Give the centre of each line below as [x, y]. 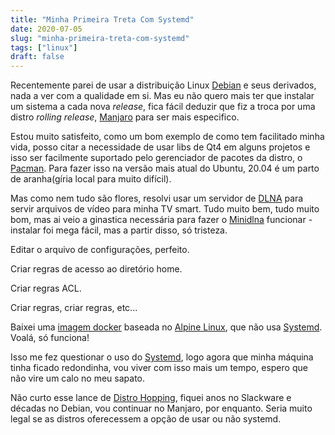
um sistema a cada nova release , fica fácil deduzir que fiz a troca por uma [163, 107]
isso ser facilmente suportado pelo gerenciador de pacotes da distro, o [156, 158]
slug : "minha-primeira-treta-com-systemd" [100, 38]
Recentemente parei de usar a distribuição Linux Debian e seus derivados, [163, 85]
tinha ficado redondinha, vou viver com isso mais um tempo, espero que [159, 368]
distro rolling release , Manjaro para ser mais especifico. [125, 117]
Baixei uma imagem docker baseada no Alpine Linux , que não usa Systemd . [166, 327]
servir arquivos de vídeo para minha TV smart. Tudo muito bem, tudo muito [165, 209]
